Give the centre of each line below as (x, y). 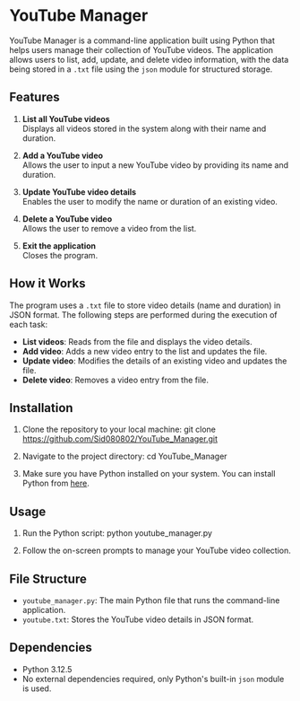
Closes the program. (60, 255)
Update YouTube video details (79, 192)
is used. (37, 688)
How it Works (47, 284)
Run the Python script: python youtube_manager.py (117, 533)
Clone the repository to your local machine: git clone (119, 429)
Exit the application (59, 245)
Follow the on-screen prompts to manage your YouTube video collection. (156, 551)
